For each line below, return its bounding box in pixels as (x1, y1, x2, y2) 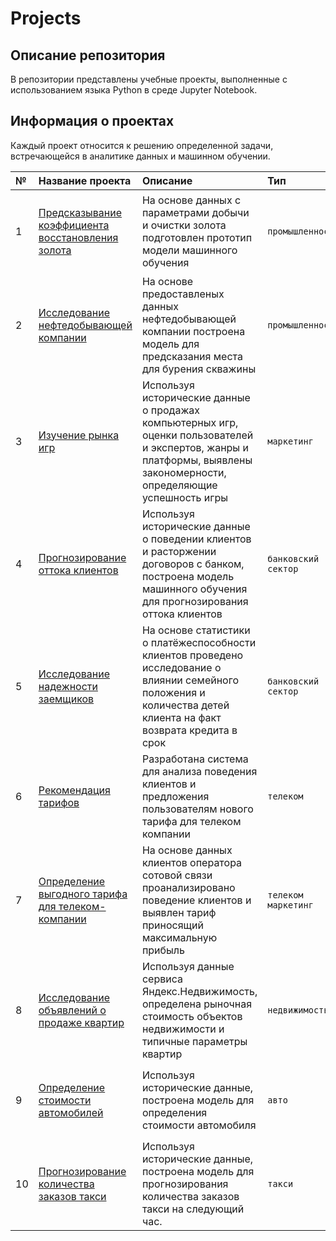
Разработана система (141, 752, 249, 766)
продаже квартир (38, 1015, 125, 1029)
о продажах (141, 403, 201, 417)
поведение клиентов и (141, 893, 252, 907)
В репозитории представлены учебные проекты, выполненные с (10, 73, 288, 85)
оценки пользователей (141, 428, 254, 442)
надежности (38, 679, 98, 693)
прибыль (141, 943, 185, 957)
